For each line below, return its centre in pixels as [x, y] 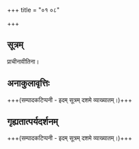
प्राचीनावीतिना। [23, 62]
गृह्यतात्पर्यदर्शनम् [33, 122]
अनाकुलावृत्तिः [28, 84]
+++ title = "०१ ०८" [34, 10]
